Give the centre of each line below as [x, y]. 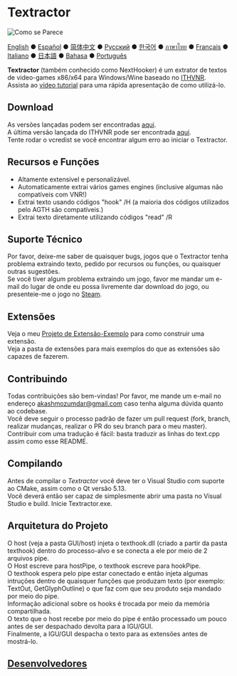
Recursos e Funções [53, 162]
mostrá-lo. [23, 641]
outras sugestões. [34, 272]
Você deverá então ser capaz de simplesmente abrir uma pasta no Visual [115, 496]
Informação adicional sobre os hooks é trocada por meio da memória [109, 603]
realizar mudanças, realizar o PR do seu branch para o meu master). [107, 426]
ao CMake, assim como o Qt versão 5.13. [67, 488]
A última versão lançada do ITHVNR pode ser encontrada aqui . [99, 132]
